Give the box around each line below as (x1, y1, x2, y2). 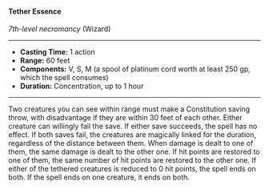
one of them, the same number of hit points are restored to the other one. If (8, 156, 257, 165)
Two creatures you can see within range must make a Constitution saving (8, 104, 251, 114)
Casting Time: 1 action (19, 47, 95, 57)
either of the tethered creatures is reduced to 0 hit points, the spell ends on (8, 164, 256, 174)
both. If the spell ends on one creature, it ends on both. (8, 172, 191, 182)
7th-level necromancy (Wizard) (8, 24, 111, 34)
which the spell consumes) (19, 73, 110, 83)
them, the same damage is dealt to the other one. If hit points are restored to (8, 147, 260, 156)
